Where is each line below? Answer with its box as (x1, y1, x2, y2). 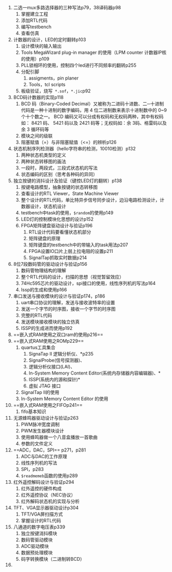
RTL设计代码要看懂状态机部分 (28, 229, 91, 235)
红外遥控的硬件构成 (21, 485, 62, 491)
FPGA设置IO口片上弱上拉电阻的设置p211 (28, 248, 113, 254)
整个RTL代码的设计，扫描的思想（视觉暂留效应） (21, 274, 124, 280)
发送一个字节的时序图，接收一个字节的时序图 (21, 306, 116, 312)
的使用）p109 (21, 56, 49, 62)
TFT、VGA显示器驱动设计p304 (13, 505, 79, 510)
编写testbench (21, 24, 52, 30)
